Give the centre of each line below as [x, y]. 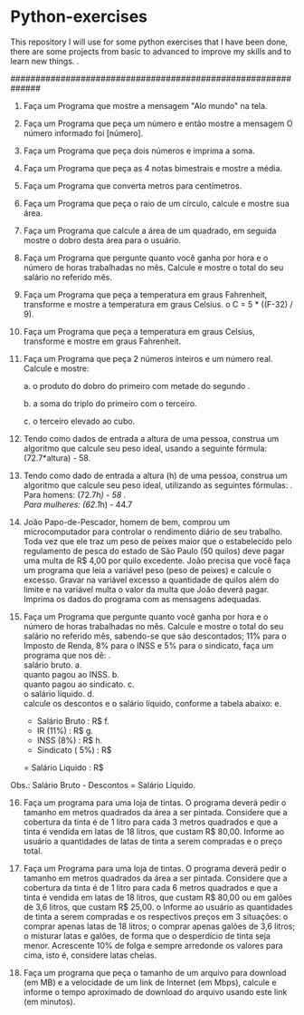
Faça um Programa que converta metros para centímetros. [133, 185]
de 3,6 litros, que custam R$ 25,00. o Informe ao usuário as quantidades [158, 907]
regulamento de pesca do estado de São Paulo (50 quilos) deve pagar [154, 551]
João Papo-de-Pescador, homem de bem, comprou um [127, 522]
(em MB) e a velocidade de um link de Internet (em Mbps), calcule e [150, 982]
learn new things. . [45, 61]
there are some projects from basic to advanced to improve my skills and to [151, 51]
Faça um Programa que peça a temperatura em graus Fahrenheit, [145, 294]
